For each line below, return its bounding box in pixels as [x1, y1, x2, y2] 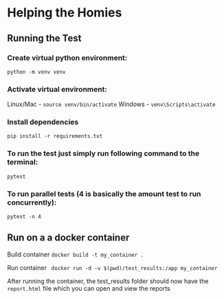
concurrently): [7, 198, 57, 207]
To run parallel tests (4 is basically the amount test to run [7, 189, 201, 198]
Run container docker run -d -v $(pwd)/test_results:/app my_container [7, 263, 218, 271]
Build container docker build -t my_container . [7, 250, 144, 258]
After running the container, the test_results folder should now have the [7, 277, 209, 285]
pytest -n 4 [7, 214, 41, 220]
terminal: [7, 157, 38, 167]
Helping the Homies [7, 5, 122, 21]
